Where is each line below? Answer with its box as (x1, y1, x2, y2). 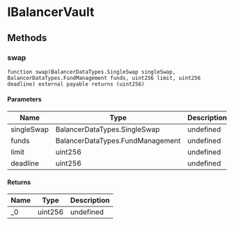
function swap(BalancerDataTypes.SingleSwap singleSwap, (7, 68, 176, 75)
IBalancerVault (7, 4, 95, 20)
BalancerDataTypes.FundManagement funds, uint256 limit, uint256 (7, 74, 201, 81)
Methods (7, 32, 47, 44)
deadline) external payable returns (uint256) (7, 81, 145, 88)
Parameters (7, 95, 42, 104)
